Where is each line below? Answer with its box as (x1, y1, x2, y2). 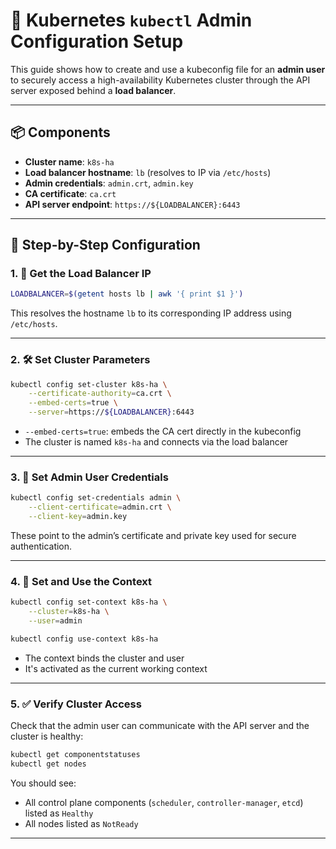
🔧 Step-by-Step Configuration (10, 237, 201, 254)
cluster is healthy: (10, 730, 84, 743)
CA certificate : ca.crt (24, 187, 117, 199)
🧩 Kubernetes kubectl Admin (10, 9, 253, 32)
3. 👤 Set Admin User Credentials (10, 470, 169, 484)
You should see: (10, 777, 77, 789)
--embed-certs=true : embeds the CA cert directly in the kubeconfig (24, 425, 302, 438)
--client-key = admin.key (28, 512, 128, 522)
